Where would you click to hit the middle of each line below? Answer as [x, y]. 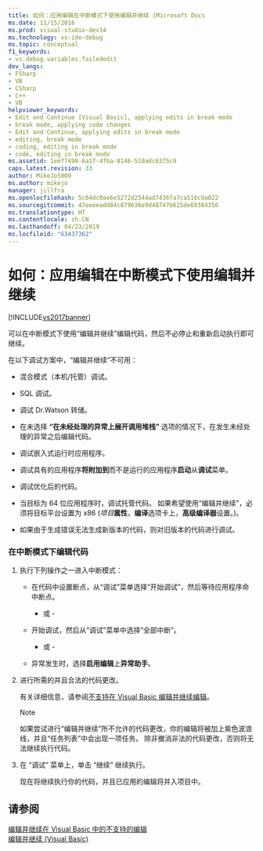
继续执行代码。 [50, 748]
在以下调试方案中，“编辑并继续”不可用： [73, 360]
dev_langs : [26, 67]
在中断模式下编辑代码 [48, 551]
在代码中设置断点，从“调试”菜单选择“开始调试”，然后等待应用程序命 [140, 587]
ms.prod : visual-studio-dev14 [58, 30]
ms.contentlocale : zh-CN [49, 220]
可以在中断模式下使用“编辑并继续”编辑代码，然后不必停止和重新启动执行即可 [131, 333]
